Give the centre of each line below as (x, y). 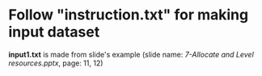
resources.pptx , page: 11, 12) (56, 63)
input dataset (54, 32)
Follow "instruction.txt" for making (129, 15)
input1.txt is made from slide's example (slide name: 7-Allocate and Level (131, 54)
